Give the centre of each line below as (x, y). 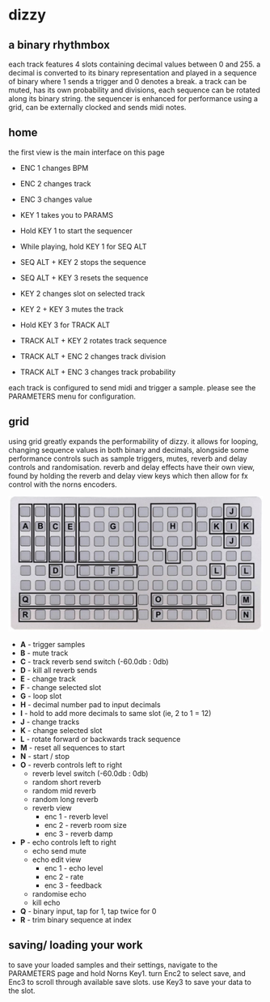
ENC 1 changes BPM (54, 168)
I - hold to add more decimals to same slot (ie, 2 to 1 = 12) (116, 713)
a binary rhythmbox (59, 45)
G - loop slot (41, 696)
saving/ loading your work (76, 945)
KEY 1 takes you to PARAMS (66, 215)
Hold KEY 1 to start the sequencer (76, 230)
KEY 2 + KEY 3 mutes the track (72, 309)
